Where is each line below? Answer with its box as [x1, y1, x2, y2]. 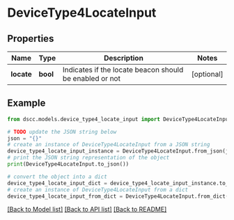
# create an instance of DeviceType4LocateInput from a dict [7, 186, 189, 193]
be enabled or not [62, 74, 120, 83]
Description [103, 54, 144, 63]
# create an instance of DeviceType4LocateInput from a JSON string [7, 141, 210, 148]
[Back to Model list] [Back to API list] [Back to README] [7, 205, 167, 214]
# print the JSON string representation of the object [7, 155, 170, 162]
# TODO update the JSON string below [7, 128, 117, 135]
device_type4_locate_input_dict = [7, 180, 108, 187]
